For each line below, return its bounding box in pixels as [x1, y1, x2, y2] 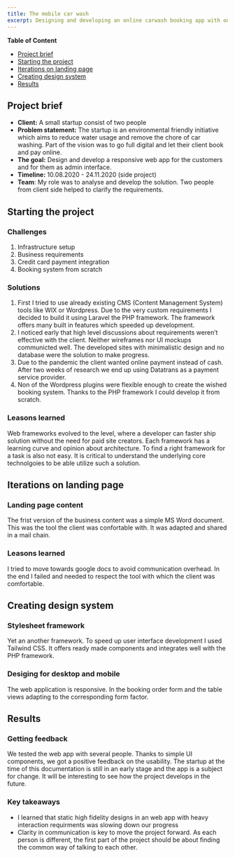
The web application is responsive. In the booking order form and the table [7, 685, 222, 693]
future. [7, 779, 27, 788]
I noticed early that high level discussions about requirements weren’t [17, 328, 218, 337]
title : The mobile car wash [7, 10, 90, 18]
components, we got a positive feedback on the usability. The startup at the [7, 757, 225, 765]
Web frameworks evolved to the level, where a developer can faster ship [7, 429, 216, 437]
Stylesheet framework [7, 620, 85, 630]
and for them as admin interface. [17, 163, 112, 172]
